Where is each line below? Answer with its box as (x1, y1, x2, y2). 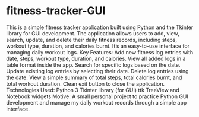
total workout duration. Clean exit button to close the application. (6, 80, 165, 87)
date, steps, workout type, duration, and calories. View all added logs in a (6, 55, 186, 62)
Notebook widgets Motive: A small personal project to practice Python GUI (6, 93, 189, 100)
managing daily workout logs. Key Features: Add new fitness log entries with (6, 48, 194, 56)
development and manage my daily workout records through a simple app (6, 99, 187, 106)
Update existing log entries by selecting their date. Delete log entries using (6, 67, 189, 74)
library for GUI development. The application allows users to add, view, (6, 30, 179, 37)
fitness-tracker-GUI (6, 4, 106, 18)
